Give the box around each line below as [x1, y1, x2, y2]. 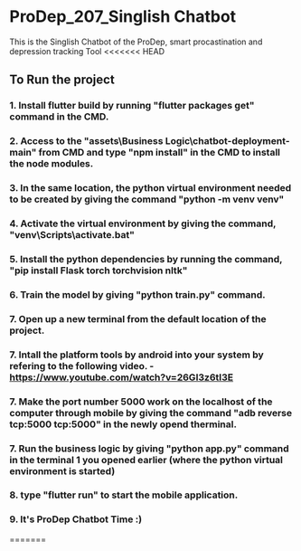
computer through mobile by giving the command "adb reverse [9, 406, 292, 419]
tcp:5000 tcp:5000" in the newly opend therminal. [9, 418, 238, 431]
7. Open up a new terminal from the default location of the [9, 312, 267, 325]
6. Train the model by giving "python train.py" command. [9, 288, 266, 300]
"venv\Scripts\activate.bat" [9, 229, 136, 242]
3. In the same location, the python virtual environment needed [9, 182, 292, 195]
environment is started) [9, 464, 116, 477]
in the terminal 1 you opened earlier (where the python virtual [9, 453, 283, 466]
